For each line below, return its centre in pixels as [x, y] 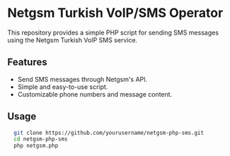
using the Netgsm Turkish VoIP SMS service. [73, 40]
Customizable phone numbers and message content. [95, 94]
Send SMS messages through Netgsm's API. [82, 79]
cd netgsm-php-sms [41, 139]
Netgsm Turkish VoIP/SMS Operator [115, 13]
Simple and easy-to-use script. [63, 87]
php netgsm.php [36, 146]
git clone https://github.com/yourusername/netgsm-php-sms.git [109, 133]
